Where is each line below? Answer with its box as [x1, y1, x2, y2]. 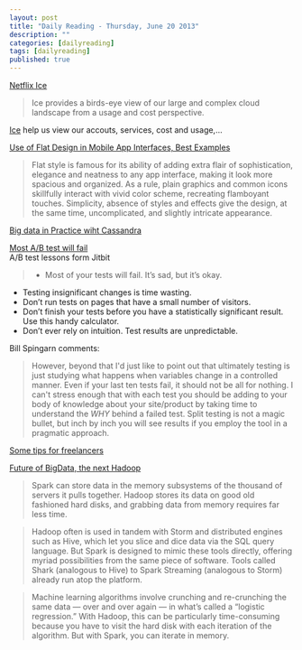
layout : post [9, 13, 59, 23]
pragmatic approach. [31, 428, 110, 438]
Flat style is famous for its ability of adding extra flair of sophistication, [31, 160, 293, 170]
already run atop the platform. [31, 574, 142, 585]
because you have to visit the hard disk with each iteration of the [31, 620, 272, 631]
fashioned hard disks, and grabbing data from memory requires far [31, 499, 279, 510]
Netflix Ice [9, 80, 48, 90]
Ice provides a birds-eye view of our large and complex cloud [31, 97, 260, 108]
